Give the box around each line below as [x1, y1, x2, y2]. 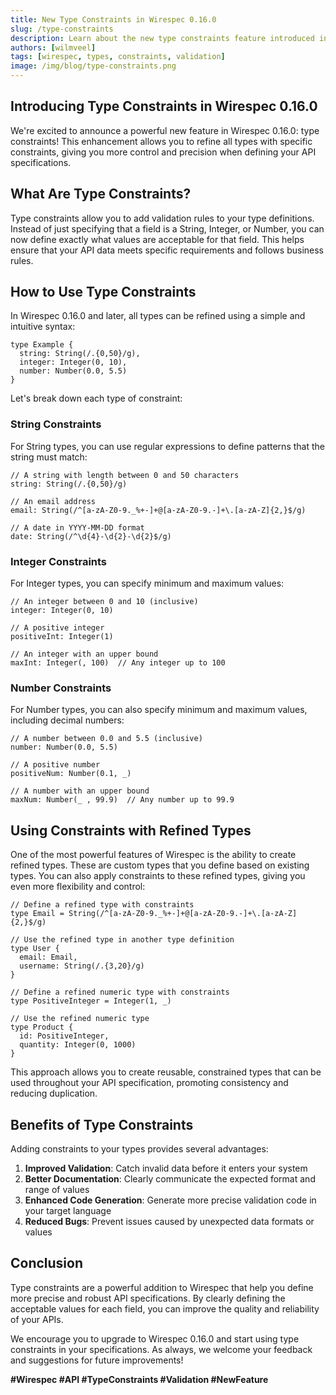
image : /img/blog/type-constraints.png [10, 61, 177, 71]
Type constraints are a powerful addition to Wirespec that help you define [10, 1281, 314, 1293]
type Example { [10, 340, 74, 350]
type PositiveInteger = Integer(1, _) [10, 996, 172, 1006]
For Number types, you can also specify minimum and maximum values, [10, 704, 308, 716]
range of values [24, 1183, 90, 1195]
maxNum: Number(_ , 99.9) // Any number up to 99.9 [10, 795, 235, 805]
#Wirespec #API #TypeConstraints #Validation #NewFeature [10, 1373, 269, 1385]
